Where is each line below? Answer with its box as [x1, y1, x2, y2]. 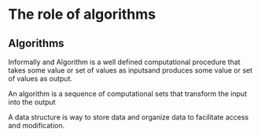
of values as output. [8, 74, 73, 83]
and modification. [8, 121, 65, 130]
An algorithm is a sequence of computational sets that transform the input [8, 89, 248, 98]
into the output [8, 98, 57, 106]
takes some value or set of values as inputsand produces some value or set [8, 66, 253, 75]
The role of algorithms [8, 5, 156, 23]
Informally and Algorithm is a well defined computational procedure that [8, 57, 241, 66]
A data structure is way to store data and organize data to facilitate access [8, 113, 249, 122]
